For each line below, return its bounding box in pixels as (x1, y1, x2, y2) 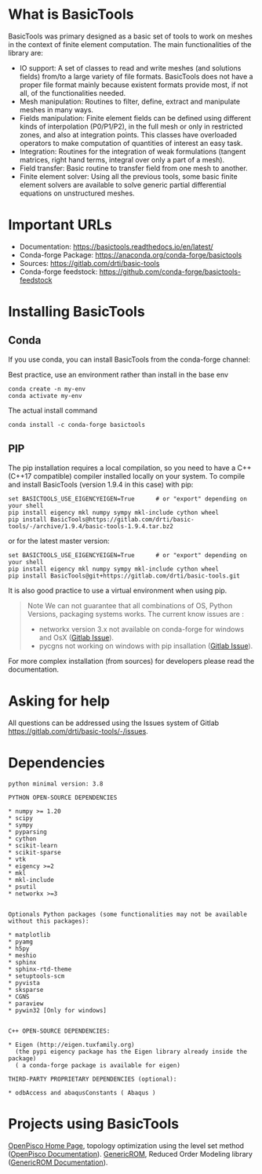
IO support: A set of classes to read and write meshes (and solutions (19, 63, 242, 72)
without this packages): (8, 917, 89, 925)
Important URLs (8, 216, 112, 234)
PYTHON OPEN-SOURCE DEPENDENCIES (8, 793, 118, 801)
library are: (8, 48, 43, 57)
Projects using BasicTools (8, 1114, 180, 1132)
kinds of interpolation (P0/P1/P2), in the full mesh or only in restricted (19, 122, 243, 131)
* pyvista (8, 979, 41, 986)
